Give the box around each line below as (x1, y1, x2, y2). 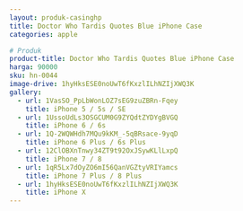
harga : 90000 (9, 63, 58, 72)
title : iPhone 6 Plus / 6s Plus (25, 138, 146, 147)
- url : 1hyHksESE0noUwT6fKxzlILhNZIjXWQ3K (17, 180, 178, 189)
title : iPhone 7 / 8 (25, 154, 102, 163)
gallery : (9, 87, 42, 97)
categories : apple (9, 30, 78, 39)
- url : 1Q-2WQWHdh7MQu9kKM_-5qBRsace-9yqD (17, 129, 178, 139)
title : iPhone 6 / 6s (25, 121, 106, 130)
